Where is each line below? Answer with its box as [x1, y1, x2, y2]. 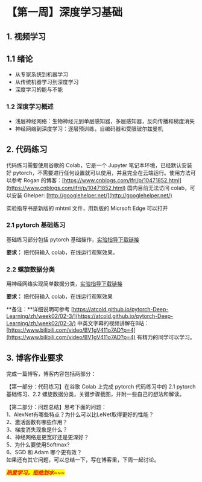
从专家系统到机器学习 [14, 71, 68, 78]
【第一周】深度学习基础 [6, 5, 123, 19]
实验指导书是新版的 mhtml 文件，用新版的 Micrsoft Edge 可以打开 [6, 205, 168, 212]
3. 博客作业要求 [6, 353, 63, 363]
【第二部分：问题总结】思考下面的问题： [6, 403, 107, 410]
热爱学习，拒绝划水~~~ [6, 469, 65, 476]
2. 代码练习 [6, 144, 48, 154]
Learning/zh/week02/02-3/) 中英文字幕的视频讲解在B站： [6, 320, 150, 327]
